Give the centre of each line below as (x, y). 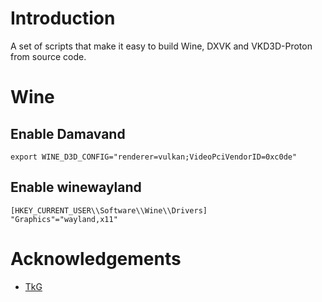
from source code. (48, 56)
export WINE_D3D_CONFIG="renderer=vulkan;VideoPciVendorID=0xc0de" (154, 157)
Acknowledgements (96, 258)
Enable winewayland (76, 187)
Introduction (63, 18)
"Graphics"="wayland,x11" (64, 219)
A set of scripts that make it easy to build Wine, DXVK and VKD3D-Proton (161, 46)
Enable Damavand (68, 133)
